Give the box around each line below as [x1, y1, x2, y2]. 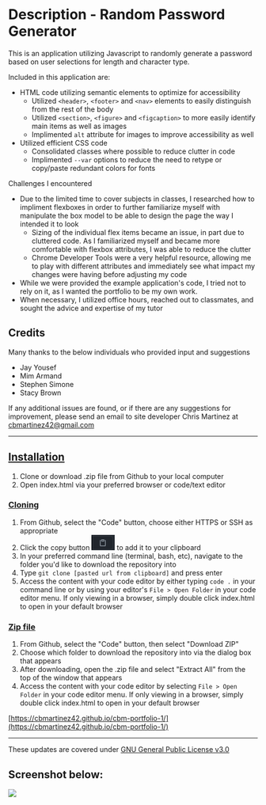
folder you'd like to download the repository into [19, 560, 177, 569]
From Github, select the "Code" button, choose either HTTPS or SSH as [19, 517, 253, 527]
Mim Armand [19, 370, 63, 381]
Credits [8, 326, 46, 340]
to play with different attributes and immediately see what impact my [31, 261, 256, 271]
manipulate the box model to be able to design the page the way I [19, 211, 234, 220]
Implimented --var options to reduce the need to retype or [31, 154, 222, 164]
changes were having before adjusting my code [31, 269, 188, 279]
